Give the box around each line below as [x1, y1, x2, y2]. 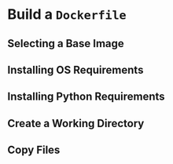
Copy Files [7, 144, 61, 157]
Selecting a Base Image [7, 37, 125, 50]
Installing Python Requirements [7, 90, 166, 104]
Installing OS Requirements [7, 63, 144, 76]
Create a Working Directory [7, 116, 145, 130]
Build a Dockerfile [7, 5, 127, 24]
